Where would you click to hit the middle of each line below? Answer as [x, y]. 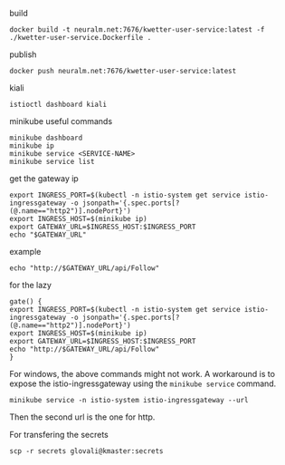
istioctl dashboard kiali [58, 104]
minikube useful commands [61, 121]
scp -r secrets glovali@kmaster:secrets [87, 451]
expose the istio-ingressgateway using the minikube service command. [143, 383]
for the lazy [31, 285]
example [25, 252]
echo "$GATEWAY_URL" [48, 235]
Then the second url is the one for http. [82, 417]
